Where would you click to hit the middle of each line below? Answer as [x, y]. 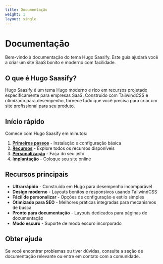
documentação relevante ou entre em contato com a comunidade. [73, 256]
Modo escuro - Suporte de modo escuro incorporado [67, 223]
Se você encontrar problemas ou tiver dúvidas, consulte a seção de [74, 251]
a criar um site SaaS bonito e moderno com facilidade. [60, 63]
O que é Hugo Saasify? [41, 78]
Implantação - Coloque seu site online [52, 159]
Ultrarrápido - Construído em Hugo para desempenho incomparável [82, 186]
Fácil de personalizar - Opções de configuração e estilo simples [78, 197]
